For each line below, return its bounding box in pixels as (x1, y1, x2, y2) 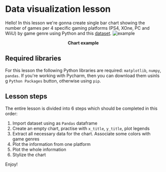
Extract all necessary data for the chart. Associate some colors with (12, 130, 151, 136)
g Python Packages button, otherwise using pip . (5, 78, 101, 84)
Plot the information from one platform (12, 141, 91, 147)
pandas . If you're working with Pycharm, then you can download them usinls (5, 73, 160, 79)
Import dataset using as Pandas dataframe (12, 120, 98, 126)
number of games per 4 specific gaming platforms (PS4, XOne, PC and (5, 25, 150, 31)
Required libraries (5, 54, 61, 63)
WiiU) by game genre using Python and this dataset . (5, 30, 111, 36)
